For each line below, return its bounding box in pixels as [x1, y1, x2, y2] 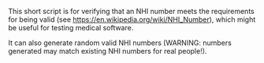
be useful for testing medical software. [8, 23, 134, 32]
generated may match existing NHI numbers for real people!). [8, 47, 207, 55]
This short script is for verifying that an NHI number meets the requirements [8, 7, 255, 16]
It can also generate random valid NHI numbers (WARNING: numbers [8, 38, 232, 47]
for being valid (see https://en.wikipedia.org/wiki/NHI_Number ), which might [8, 15, 256, 24]
